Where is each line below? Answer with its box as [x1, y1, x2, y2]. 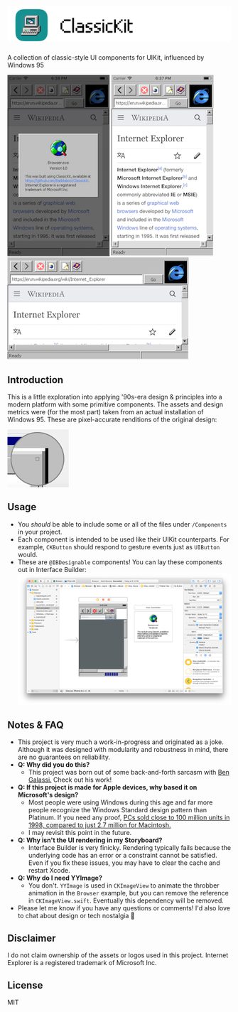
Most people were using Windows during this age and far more [28, 798, 213, 807]
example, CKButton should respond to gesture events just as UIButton [17, 542, 220, 551]
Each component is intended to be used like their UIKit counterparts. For [17, 535, 229, 544]
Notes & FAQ [7, 719, 64, 731]
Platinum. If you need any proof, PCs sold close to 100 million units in [28, 813, 230, 822]
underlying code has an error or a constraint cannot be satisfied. [28, 851, 218, 860]
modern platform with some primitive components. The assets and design [7, 400, 224, 409]
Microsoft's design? [17, 791, 79, 800]
